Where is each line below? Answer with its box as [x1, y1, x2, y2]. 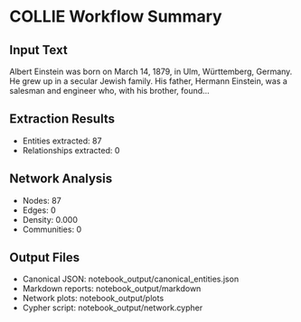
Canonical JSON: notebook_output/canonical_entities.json [22, 273, 240, 285]
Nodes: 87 [22, 195, 61, 206]
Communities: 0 [22, 224, 82, 235]
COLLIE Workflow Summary [9, 6, 223, 27]
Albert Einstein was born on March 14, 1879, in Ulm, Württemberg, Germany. [9, 66, 293, 77]
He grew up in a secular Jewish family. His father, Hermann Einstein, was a [9, 76, 287, 87]
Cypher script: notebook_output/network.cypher [22, 302, 203, 313]
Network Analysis [9, 171, 113, 187]
